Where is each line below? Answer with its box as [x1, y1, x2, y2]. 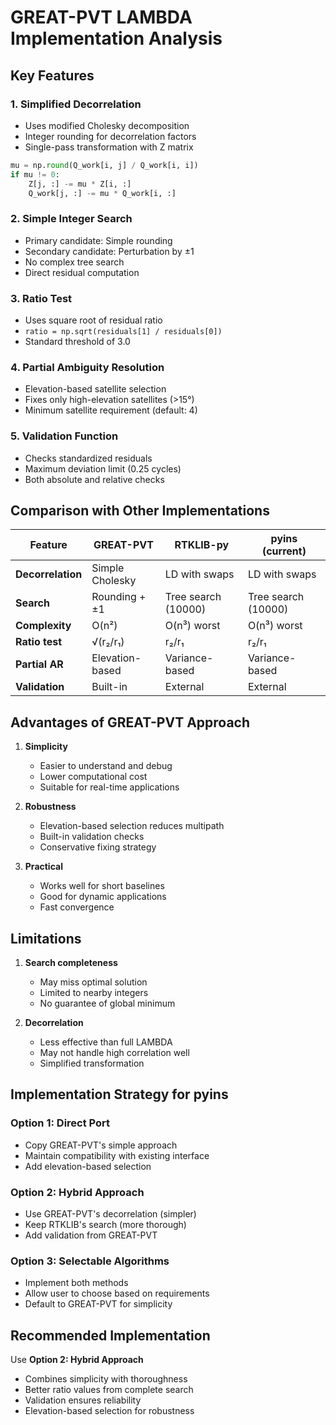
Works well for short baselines [39, 880, 165, 892]
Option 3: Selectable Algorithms [10, 1254, 170, 1268]
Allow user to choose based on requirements [24, 1287, 210, 1300]
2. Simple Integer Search [10, 212, 133, 226]
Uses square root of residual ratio [24, 314, 163, 326]
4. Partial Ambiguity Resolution [10, 360, 165, 374]
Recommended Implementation [10, 1327, 211, 1344]
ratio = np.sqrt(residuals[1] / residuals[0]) [24, 326, 223, 336]
